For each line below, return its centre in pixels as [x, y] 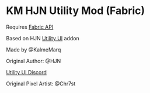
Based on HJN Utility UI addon [43, 38]
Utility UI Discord [26, 72]
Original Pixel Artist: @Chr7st [41, 84]
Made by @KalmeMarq [34, 49]
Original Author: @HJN [34, 61]
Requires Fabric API [30, 27]
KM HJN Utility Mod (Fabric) [76, 11]
